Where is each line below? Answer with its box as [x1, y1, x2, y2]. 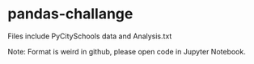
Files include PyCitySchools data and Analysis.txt [7, 31, 172, 41]
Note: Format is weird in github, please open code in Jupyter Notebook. [7, 46, 246, 56]
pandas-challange [7, 5, 133, 23]
